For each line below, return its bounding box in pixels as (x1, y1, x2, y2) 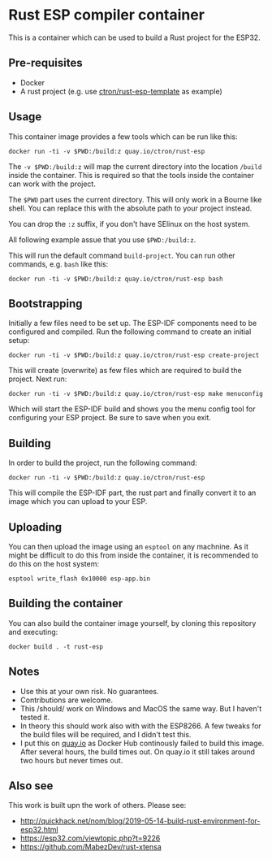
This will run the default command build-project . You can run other (8, 250, 235, 260)
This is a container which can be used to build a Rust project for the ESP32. (8, 33, 261, 42)
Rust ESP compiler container (8, 6, 205, 24)
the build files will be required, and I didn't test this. (19, 729, 192, 739)
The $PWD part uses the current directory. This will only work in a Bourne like (8, 194, 262, 204)
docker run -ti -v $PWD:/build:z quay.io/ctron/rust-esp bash (8, 275, 223, 283)
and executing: (8, 627, 58, 636)
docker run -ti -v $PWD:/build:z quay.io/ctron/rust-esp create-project (8, 351, 260, 359)
